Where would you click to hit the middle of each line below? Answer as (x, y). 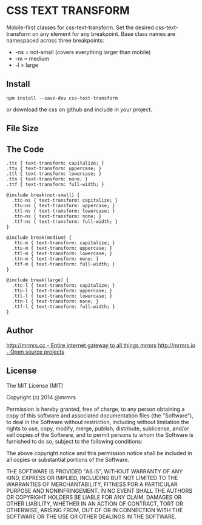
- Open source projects (35, 352)
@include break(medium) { (39, 238)
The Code (25, 149)
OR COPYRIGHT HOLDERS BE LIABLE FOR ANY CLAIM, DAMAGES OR (94, 497)
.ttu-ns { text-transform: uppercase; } (63, 205)
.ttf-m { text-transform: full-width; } (63, 264)
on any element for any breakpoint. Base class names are (104, 33)
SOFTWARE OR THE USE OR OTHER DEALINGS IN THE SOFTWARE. (91, 516)
